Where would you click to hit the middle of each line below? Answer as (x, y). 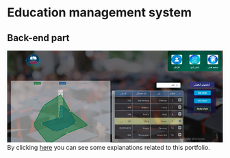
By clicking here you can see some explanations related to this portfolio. (108, 148)
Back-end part (38, 38)
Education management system (100, 13)
